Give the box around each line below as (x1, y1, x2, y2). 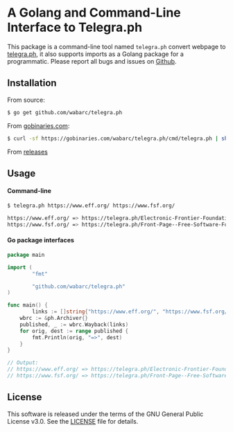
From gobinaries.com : (7, 121, 70, 129)
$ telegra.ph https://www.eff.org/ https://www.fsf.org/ (7, 202, 175, 209)
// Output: (7, 359, 39, 366)
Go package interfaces (7, 236, 75, 244)
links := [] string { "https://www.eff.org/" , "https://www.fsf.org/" (32, 308, 231, 316)
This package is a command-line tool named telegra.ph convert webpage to (7, 42, 226, 51)
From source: (7, 96, 45, 104)
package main (7, 251, 45, 258)
